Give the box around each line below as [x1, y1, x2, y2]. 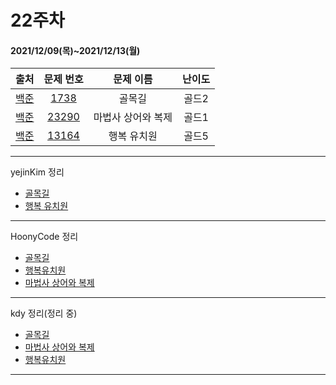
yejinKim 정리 [10, 166, 65, 178]
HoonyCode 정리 [10, 231, 79, 243]
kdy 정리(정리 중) [10, 307, 78, 320]
